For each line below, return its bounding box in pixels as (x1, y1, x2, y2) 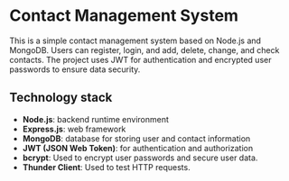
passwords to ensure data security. (9, 64, 141, 75)
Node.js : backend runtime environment (22, 113, 170, 124)
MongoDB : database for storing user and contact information (22, 132, 251, 144)
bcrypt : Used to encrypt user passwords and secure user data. (22, 152, 258, 163)
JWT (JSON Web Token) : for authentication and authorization (22, 142, 254, 153)
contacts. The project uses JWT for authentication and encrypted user (9, 54, 272, 65)
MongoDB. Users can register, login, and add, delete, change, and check (9, 44, 280, 55)
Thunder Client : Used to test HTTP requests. (22, 161, 191, 172)
